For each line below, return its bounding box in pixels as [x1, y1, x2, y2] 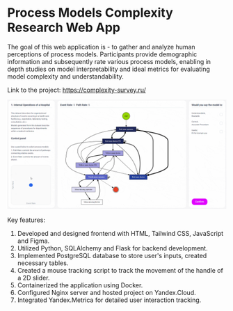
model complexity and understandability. [7, 72, 124, 81]
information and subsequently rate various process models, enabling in [7, 57, 211, 65]
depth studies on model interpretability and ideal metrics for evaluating [7, 65, 211, 73]
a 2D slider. [17, 273, 50, 282]
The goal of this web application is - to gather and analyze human [7, 42, 196, 51]
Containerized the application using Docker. [17, 280, 143, 289]
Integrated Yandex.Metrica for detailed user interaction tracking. [17, 296, 202, 304]
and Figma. [17, 237, 50, 245]
